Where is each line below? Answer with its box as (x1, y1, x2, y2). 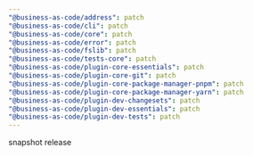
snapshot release (8, 137, 72, 148)
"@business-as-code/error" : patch (8, 37, 137, 47)
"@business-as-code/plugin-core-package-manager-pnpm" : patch (8, 79, 244, 88)
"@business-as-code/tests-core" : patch (8, 54, 157, 63)
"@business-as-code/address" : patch (8, 12, 144, 22)
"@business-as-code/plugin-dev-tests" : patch (8, 112, 180, 121)
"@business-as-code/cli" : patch (8, 21, 128, 30)
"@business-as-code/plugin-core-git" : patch (8, 71, 176, 80)
